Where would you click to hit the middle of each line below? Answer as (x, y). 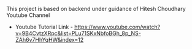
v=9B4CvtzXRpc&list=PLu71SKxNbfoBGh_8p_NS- (78, 33)
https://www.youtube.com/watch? (117, 27)
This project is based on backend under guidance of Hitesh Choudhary (96, 9)
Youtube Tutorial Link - (44, 27)
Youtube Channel (28, 15)
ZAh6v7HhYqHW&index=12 (49, 40)
